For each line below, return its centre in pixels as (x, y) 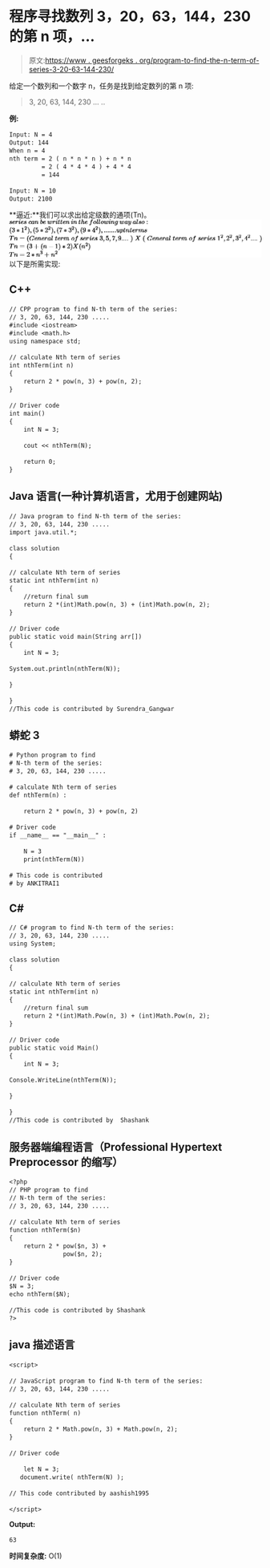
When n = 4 (27, 150)
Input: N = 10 (33, 191)
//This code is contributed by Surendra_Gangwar (92, 709)
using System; (33, 944)
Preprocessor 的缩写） (66, 1162)
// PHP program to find (49, 1190)
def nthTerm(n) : (38, 795)
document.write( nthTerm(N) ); (72, 1477)
